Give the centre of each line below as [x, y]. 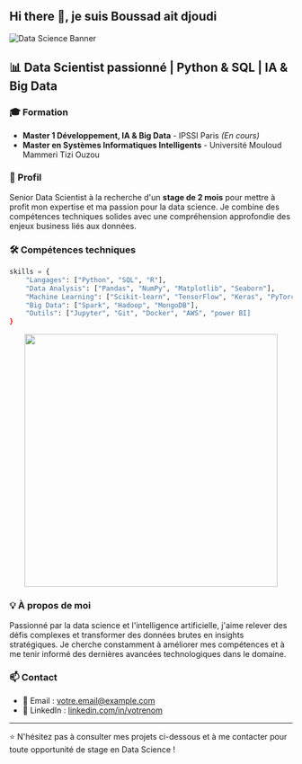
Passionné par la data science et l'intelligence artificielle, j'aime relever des [148, 625]
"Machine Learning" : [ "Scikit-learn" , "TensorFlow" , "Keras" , [144, 297]
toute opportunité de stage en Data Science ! [93, 749]
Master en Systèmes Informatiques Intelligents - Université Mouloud [152, 145]
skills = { [30, 272]
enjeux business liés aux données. [73, 226]
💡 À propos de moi [50, 606]
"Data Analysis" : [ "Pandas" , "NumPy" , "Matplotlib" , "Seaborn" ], [151, 289]
